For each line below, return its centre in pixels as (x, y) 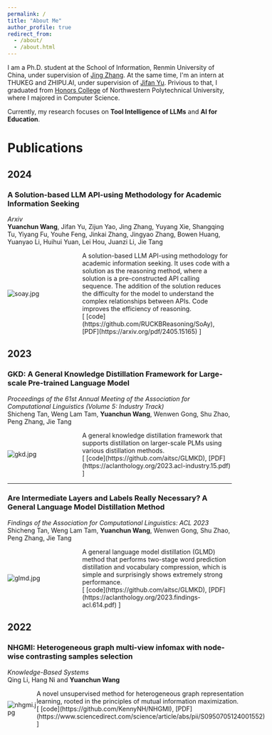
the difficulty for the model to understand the (148, 293)
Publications (45, 148)
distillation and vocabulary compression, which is (154, 567)
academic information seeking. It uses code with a (156, 263)
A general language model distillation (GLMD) (149, 552)
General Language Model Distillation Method (86, 507)
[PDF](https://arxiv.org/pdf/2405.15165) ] (142, 331)
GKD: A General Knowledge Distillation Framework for (103, 374)
